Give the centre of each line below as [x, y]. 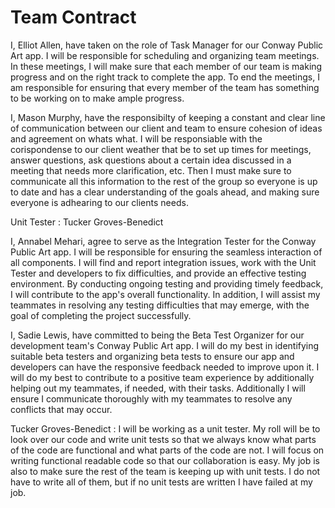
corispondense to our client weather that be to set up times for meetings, [161, 149]
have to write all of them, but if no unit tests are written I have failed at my [161, 482]
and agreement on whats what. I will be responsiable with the [136, 138]
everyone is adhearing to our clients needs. [99, 202]
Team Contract [73, 17]
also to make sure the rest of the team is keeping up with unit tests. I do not [165, 471]
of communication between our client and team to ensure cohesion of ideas [166, 128]
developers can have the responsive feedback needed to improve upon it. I [165, 367]
